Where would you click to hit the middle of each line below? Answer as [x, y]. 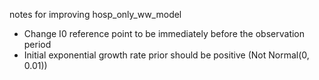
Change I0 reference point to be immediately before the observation [164, 33]
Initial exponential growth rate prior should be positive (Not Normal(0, [166, 55]
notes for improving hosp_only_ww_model [95, 14]
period [37, 44]
